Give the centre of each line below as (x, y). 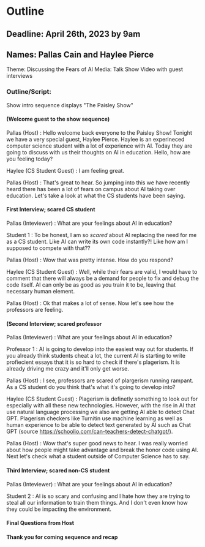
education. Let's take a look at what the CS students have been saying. (96, 195)
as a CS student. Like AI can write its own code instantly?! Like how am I (97, 242)
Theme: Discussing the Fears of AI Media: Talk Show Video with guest (95, 69)
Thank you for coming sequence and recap (62, 537)
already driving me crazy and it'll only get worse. (68, 369)
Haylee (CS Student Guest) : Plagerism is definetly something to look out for (102, 399)
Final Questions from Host (40, 523)
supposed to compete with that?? (48, 248)
